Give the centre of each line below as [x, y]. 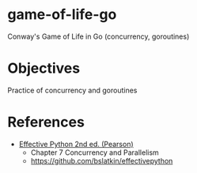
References [46, 122]
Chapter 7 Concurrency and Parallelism [95, 152]
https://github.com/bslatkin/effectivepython [102, 160]
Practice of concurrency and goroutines [72, 90]
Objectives [44, 68]
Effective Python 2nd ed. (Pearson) [76, 144]
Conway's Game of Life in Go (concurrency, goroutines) [98, 36]
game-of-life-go [62, 15]
